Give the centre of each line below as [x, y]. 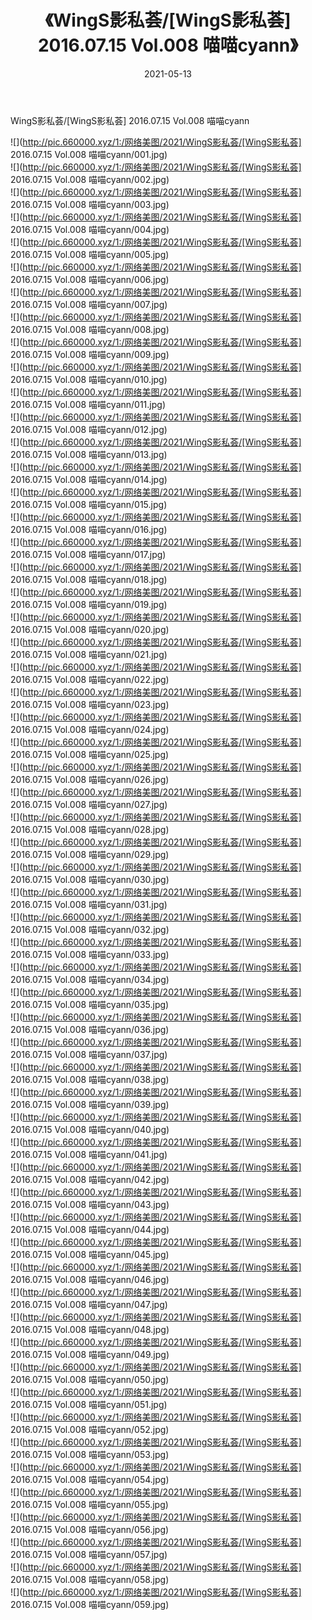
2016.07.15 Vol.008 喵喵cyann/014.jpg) [89, 479]
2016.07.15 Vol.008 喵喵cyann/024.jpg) [90, 729]
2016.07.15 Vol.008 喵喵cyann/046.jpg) [90, 1279]
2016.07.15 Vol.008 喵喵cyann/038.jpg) [90, 1079]
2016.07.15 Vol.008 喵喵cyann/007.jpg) [89, 304]
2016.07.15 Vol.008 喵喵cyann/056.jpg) [90, 1529]
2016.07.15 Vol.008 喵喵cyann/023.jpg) [90, 704]
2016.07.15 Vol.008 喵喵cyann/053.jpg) [90, 1454]
